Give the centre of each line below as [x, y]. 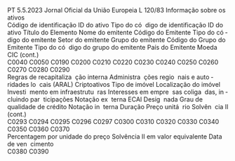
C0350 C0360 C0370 [39, 129]
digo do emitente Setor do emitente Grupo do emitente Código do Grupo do [116, 40]
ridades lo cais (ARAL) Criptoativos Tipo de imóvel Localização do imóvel [114, 84]
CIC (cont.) [23, 55]
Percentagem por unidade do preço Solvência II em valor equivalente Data [115, 136]
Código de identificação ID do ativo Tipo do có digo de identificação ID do [115, 25]
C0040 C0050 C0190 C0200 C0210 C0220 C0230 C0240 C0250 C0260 [113, 62]
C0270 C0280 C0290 [39, 70]
